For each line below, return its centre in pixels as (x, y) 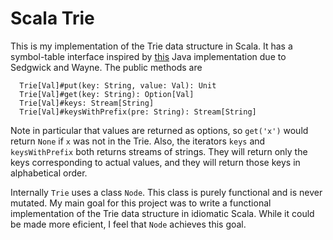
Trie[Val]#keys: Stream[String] (87, 103)
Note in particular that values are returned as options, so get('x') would (159, 130)
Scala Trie (52, 18)
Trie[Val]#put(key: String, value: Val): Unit (118, 85)
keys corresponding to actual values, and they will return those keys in (155, 162)
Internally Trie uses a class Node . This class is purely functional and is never (166, 192)
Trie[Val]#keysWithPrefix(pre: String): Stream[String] (138, 112)
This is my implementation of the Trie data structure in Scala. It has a (151, 46)
